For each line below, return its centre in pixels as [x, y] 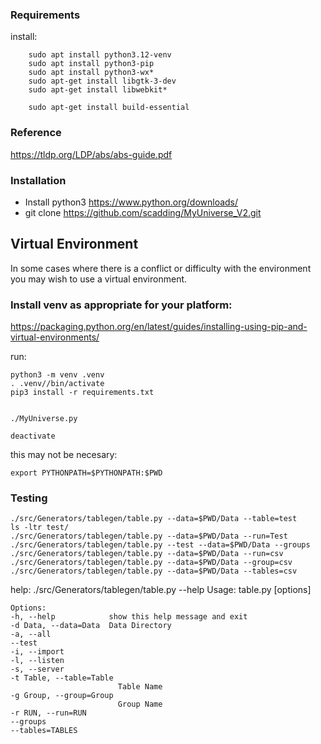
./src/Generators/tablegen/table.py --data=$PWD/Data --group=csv [151, 563]
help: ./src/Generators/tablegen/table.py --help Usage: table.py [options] [161, 590]
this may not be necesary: [64, 454]
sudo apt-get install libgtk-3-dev [102, 81]
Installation [38, 180]
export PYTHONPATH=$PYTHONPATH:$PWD [86, 473]
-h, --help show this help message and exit [129, 617]
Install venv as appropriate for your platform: [121, 305]
